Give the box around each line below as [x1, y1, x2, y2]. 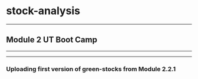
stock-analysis [6, 4, 81, 18]
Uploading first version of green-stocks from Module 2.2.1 [6, 65, 176, 73]
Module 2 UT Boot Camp [6, 35, 97, 45]
